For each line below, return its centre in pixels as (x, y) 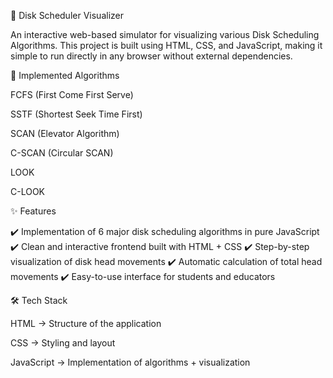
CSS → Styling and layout (63, 343)
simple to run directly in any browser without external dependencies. (151, 56)
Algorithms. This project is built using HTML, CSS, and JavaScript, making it (166, 45)
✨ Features (33, 211)
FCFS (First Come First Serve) (72, 94)
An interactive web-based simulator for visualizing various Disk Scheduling (165, 34)
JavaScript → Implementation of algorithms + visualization (130, 362)
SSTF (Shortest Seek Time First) (76, 114)
